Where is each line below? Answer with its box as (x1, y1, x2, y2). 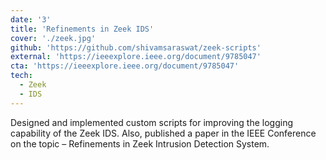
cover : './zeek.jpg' (10, 33, 97, 43)
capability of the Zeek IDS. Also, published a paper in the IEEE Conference (10, 127, 317, 139)
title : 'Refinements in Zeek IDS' (10, 24, 155, 34)
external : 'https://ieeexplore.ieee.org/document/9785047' (10, 52, 262, 62)
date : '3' (10, 14, 52, 25)
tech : (10, 71, 33, 81)
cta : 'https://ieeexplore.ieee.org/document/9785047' (10, 61, 240, 71)
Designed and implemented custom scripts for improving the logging (10, 116, 294, 128)
